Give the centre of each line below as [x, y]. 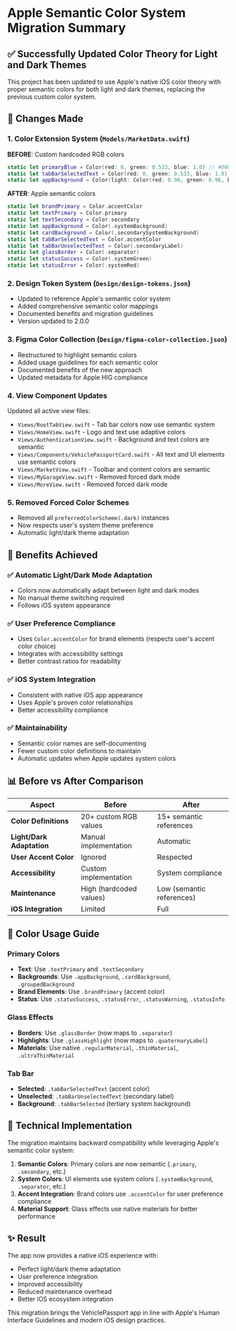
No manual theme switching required [71, 598]
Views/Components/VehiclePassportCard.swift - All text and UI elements [121, 454]
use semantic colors [47, 462]
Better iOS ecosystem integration [65, 1299]
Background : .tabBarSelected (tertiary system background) [104, 1104]
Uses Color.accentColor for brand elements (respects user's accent [116, 639]
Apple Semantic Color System [97, 13]
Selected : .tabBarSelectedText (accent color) [84, 1088]
